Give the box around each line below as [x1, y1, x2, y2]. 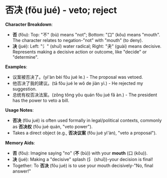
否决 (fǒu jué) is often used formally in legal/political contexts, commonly [12, 117, 162, 123]
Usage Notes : [5, 107, 34, 113]
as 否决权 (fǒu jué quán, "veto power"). [12, 123, 93, 130]
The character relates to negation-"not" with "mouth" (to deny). [12, 37, 143, 43]
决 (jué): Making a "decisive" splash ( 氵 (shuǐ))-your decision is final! [12, 156, 153, 162]
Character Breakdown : [5, 21, 53, 27]
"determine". [12, 54, 39, 60]
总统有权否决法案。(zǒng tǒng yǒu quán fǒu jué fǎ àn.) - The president [12, 92, 158, 98]
